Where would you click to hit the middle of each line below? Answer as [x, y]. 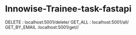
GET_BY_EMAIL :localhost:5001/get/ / [42, 27]
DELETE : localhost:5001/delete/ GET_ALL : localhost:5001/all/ [67, 22]
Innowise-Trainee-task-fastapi [68, 9]
